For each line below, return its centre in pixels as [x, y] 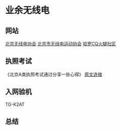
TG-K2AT [15, 104]
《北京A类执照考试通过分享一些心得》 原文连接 [54, 74]
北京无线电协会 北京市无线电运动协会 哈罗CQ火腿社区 [60, 44]
